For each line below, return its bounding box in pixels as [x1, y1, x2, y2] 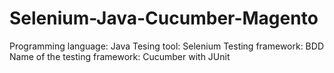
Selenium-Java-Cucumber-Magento [9, 7, 319, 30]
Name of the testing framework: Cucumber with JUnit [9, 50, 231, 62]
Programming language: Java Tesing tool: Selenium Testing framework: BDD [9, 40, 324, 52]
